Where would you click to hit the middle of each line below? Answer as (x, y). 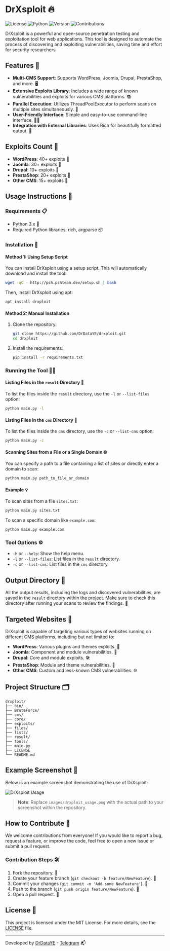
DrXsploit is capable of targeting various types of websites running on (78, 631)
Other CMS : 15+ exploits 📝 (40, 180)
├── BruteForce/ (22, 710)
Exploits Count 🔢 (32, 147)
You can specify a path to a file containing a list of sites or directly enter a (82, 464)
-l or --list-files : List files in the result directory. (66, 559)
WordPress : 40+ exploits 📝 (41, 159)
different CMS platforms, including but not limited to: (60, 637)
